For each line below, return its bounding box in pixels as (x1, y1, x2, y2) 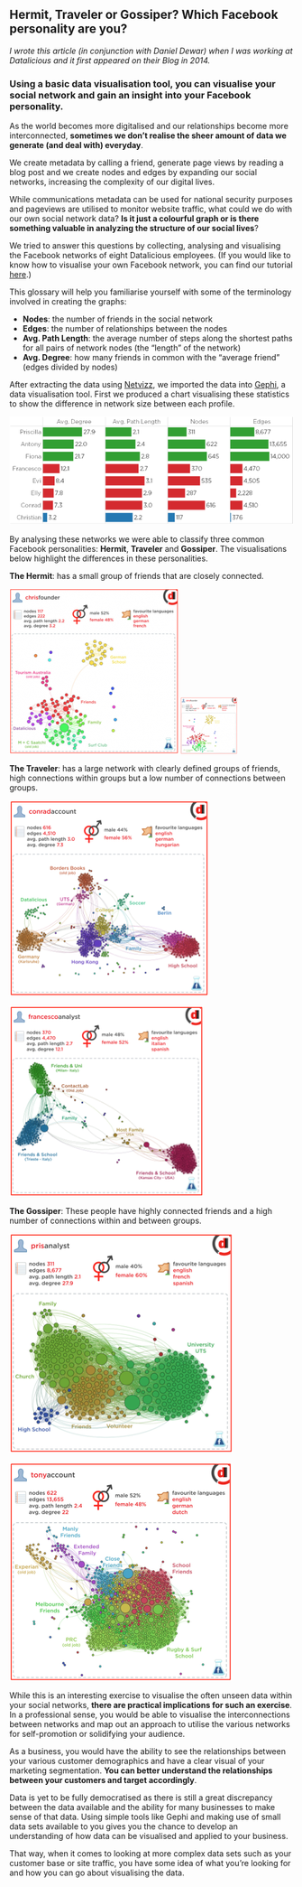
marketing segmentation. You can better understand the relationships (9, 1765, 273, 1776)
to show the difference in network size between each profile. (9, 398, 235, 409)
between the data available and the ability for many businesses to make (9, 1801, 276, 1812)
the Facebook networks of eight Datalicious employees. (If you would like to (9, 250, 291, 261)
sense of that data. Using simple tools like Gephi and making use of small (9, 1811, 281, 1822)
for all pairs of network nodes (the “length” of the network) (22, 342, 242, 353)
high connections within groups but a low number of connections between (9, 772, 286, 783)
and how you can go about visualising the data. (9, 1867, 185, 1878)
